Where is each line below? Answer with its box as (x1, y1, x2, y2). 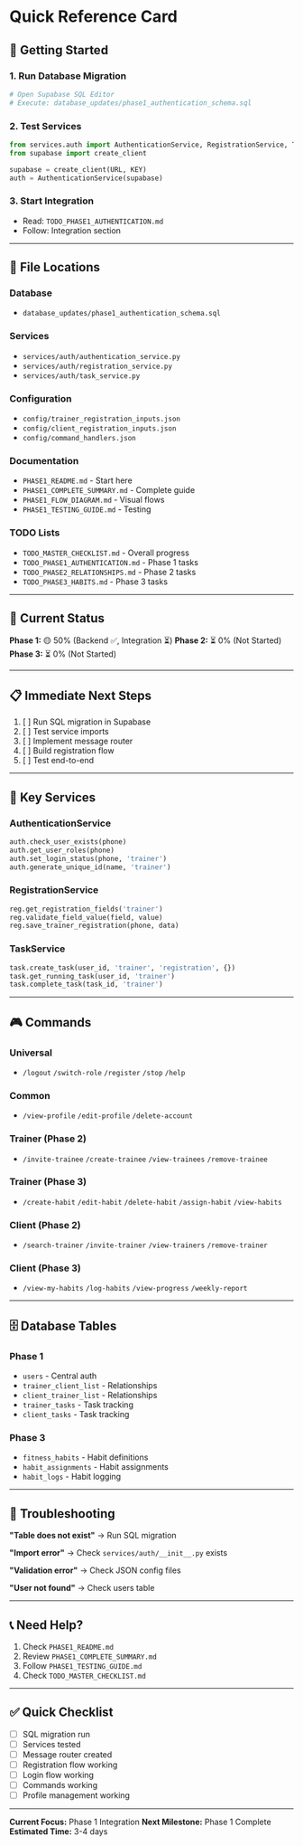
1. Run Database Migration (9, 70, 127, 82)
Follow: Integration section (22, 224, 122, 236)
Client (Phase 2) (9, 1218, 81, 1231)
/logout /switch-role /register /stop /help (22, 1068, 186, 1077)
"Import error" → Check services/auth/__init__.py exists (9, 1548, 228, 1558)
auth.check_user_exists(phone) (9, 837, 127, 847)
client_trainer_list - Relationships (22, 1390, 158, 1401)
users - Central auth (22, 1370, 97, 1381)
